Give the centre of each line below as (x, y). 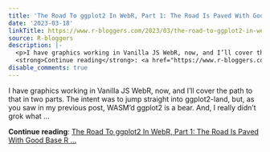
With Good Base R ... (43, 140)
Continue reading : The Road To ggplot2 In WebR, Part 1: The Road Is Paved (134, 131)
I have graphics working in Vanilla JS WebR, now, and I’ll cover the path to (131, 90)
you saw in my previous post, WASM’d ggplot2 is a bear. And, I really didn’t (132, 107)
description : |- (35, 46)
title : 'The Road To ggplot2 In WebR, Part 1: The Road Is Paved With (129, 16)
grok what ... (29, 116)
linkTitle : (27, 30)
